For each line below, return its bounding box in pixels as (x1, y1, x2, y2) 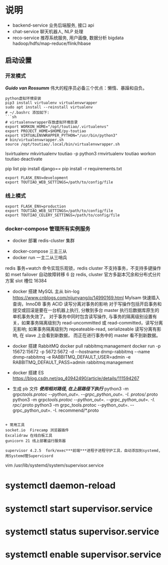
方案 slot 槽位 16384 (5, 278, 47, 284)
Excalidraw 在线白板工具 (5, 433, 53, 438)
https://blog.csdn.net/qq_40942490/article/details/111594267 (12, 375, 139, 382)
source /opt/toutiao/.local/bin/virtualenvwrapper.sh (5, 142, 120, 147)
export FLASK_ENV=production (5, 204, 66, 209)
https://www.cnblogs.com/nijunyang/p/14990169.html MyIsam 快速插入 (12, 295, 160, 301)
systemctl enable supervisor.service (5, 548, 161, 560)
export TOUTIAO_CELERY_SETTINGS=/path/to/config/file (5, 212, 120, 217)
